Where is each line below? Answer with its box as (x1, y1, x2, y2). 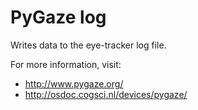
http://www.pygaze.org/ (24, 77, 124, 90)
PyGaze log (10, 6, 107, 29)
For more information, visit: (10, 58, 122, 70)
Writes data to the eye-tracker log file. (10, 39, 167, 51)
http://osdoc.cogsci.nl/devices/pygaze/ (24, 88, 188, 100)
